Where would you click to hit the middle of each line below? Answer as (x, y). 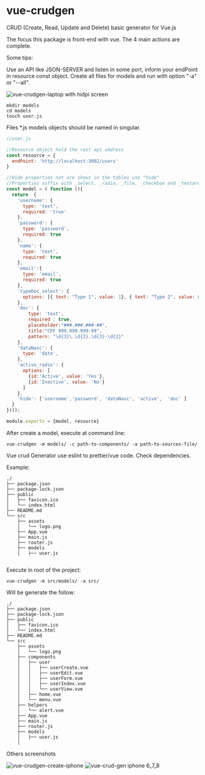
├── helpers (32, 705)
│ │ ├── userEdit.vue (50, 673)
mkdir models (23, 105)
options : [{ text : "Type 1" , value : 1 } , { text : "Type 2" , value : (109, 297)
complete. (19, 46)
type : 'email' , (42, 274)
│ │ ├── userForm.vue (50, 678)
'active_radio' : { (41, 365)
